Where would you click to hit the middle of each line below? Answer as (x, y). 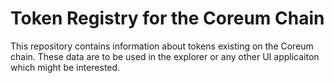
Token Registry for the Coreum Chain (167, 18)
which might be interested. (65, 67)
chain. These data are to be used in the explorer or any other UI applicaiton (165, 56)
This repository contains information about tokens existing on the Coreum (162, 46)
